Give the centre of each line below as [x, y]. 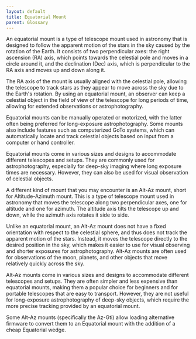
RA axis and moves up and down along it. [56, 70]
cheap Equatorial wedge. [36, 330]
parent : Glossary [27, 22]
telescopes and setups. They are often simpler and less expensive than [92, 281]
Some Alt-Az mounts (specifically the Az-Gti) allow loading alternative [90, 317]
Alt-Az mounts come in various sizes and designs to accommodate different [97, 275]
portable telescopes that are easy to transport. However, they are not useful [97, 294]
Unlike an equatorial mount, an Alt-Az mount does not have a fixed [86, 227]
